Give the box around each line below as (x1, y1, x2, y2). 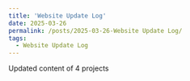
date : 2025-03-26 (8, 19, 67, 27)
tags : (8, 34, 27, 43)
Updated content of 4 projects (8, 63, 109, 73)
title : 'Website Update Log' (8, 11, 107, 20)
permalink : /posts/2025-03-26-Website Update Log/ (8, 26, 183, 34)
